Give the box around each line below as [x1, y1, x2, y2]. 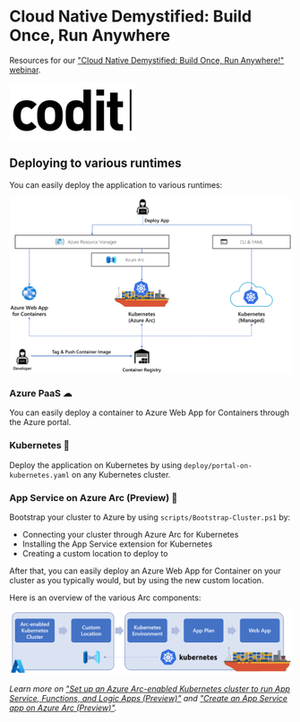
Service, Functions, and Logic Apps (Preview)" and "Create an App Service [9, 692, 288, 703]
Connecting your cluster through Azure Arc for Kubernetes [21, 529, 239, 539]
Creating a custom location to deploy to [21, 548, 168, 558]
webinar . [9, 64, 41, 75]
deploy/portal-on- [183, 461, 253, 471]
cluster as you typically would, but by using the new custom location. [9, 574, 264, 585]
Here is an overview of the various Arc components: [9, 592, 201, 603]
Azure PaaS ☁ [9, 386, 73, 399]
